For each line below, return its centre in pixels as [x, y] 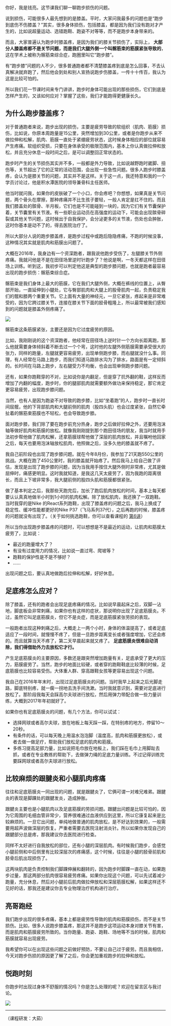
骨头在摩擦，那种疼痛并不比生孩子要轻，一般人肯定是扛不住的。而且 [94, 199]
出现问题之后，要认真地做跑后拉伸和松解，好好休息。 [61, 573]
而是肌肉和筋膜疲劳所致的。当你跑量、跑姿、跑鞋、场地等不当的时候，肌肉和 [85, 932]
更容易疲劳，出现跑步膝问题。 [36, 389]
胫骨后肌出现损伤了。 [27, 858]
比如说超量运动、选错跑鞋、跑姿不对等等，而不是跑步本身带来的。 [88, 31]
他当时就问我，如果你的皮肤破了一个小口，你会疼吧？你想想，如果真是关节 [83, 193]
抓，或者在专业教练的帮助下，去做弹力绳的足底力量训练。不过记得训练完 [88, 754]
